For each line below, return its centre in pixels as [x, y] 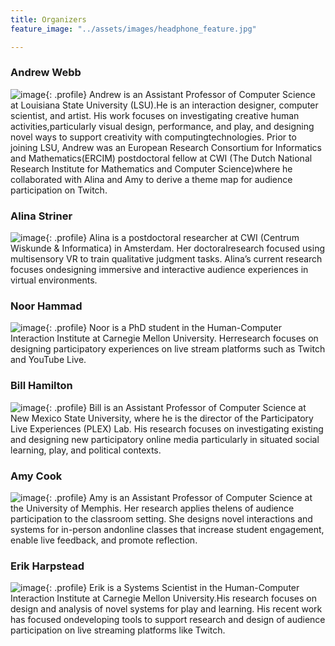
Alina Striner [41, 216]
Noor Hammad [46, 306]
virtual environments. [54, 280]
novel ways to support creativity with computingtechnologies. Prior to [153, 137]
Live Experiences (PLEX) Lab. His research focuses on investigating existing [167, 428]
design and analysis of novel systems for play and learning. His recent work [166, 609]
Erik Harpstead [47, 566]
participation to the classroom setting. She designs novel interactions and [161, 518]
